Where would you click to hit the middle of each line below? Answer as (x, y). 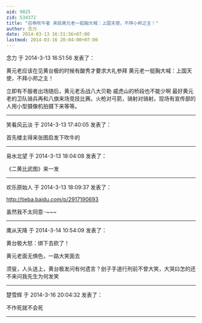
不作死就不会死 (25, 308)
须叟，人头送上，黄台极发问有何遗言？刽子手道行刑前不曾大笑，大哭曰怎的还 (101, 269)
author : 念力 (22, 29)
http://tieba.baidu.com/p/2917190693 (53, 199)
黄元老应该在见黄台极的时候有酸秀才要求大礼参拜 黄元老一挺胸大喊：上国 (96, 71)
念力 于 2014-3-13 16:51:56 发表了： (50, 58)
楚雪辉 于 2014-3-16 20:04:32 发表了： (55, 295)
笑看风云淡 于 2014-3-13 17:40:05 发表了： (59, 125)
